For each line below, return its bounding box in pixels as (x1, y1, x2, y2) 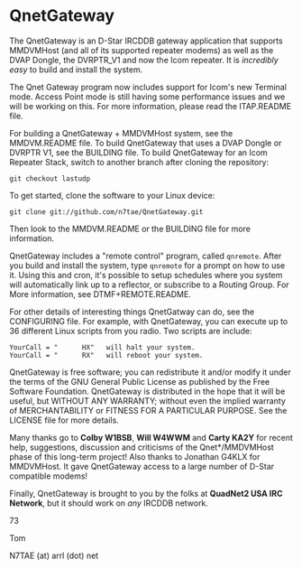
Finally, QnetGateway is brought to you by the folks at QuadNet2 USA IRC (9, 488, 283, 499)
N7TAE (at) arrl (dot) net (9, 550, 99, 561)
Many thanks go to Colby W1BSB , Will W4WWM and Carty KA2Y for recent (9, 432, 293, 443)
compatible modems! (9, 471, 88, 481)
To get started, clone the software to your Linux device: (9, 190, 215, 201)
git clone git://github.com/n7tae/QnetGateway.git (9, 207, 204, 217)
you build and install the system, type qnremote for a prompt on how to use (9, 259, 286, 271)
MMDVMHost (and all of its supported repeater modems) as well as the (9, 44, 274, 55)
